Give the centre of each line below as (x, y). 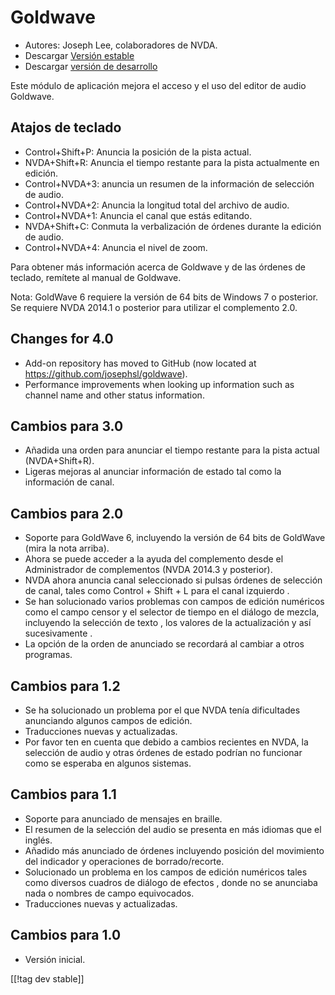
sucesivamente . (58, 633)
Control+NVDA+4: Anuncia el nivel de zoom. (116, 247)
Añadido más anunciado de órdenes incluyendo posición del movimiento (174, 850)
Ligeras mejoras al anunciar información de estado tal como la (153, 472)
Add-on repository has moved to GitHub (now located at (140, 363)
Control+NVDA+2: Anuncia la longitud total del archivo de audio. (157, 205)
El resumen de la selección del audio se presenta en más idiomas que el (173, 829)
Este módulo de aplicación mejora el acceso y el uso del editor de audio (158, 85)
